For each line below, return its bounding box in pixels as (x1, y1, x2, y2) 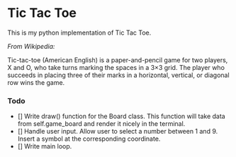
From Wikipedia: (7, 42, 55, 50)
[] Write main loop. (17, 142, 72, 151)
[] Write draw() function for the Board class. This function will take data (17, 112, 225, 121)
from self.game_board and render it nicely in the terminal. (17, 120, 186, 128)
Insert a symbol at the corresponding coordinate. (17, 134, 161, 143)
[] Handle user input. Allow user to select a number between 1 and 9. (17, 127, 218, 136)
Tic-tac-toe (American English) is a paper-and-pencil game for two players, (7, 55, 228, 64)
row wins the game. (7, 78, 65, 86)
